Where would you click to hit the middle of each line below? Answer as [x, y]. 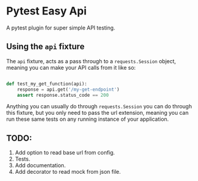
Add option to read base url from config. [65, 153]
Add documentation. [40, 165]
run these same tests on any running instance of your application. [88, 119]
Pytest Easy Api [47, 11]
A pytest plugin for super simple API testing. [61, 28]
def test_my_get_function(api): [47, 84]
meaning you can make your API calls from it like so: [71, 67]
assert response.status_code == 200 [63, 95]
